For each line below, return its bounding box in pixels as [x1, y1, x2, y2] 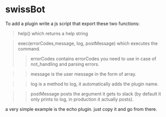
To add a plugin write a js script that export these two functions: [5, 20, 140, 27]
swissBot [5, 4, 45, 15]
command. [17, 45, 41, 52]
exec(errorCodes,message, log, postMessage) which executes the [17, 40, 158, 46]
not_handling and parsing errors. [30, 61, 100, 67]
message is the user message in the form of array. [30, 71, 137, 77]
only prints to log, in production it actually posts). [30, 96, 134, 102]
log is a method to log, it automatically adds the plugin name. [30, 81, 159, 87]
